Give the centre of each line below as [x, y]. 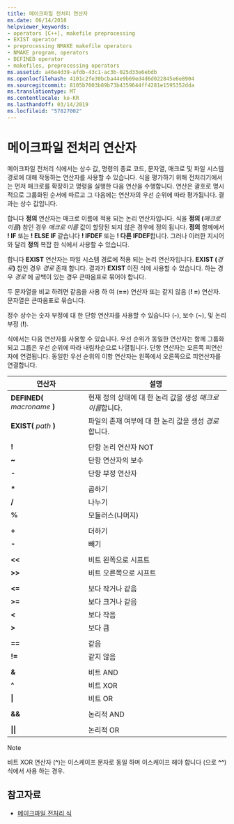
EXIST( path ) [33, 425]
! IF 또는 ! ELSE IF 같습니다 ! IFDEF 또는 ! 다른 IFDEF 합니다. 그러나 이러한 [107, 235]
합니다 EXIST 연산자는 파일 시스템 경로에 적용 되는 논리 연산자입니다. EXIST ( [112, 259]
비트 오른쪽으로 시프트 [122, 573]
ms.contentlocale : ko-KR [43, 98]
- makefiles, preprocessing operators [63, 66]
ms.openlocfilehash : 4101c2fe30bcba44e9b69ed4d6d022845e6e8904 [101, 79]
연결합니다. [22, 365]
